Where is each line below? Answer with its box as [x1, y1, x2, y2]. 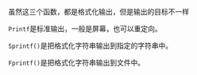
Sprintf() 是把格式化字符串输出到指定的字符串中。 [8, 41, 173, 50]
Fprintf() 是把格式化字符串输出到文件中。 [8, 58, 145, 67]
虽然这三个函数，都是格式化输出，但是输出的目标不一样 [8, 7, 189, 16]
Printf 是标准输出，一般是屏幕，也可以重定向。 [8, 24, 162, 34]
